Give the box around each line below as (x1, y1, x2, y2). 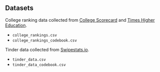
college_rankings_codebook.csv (12, 38, 77, 43)
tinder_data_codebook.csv (12, 62, 66, 67)
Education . (5, 22, 27, 28)
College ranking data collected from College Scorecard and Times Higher (5, 17, 155, 23)
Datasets (5, 4, 34, 12)
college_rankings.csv (12, 33, 57, 37)
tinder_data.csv (12, 57, 46, 62)
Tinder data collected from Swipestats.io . (5, 46, 89, 52)
